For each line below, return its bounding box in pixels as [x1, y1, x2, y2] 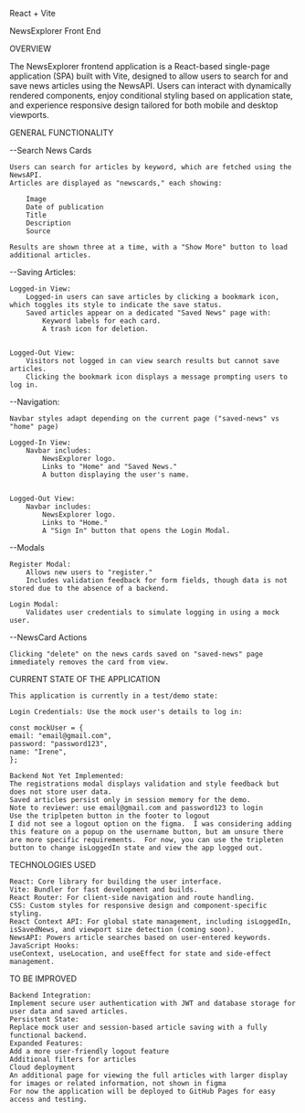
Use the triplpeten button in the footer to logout [9, 811, 210, 820]
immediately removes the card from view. [9, 658, 170, 667]
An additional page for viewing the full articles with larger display [9, 1071, 288, 1080]
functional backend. [9, 1031, 89, 1040]
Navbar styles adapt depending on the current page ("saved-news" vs [9, 414, 280, 423]
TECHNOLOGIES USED [9, 860, 97, 870]
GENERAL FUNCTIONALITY [9, 127, 114, 138]
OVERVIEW [9, 43, 52, 54]
